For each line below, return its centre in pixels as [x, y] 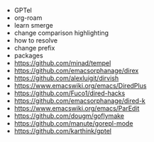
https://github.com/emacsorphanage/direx [76, 71]
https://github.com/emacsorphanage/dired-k [79, 101]
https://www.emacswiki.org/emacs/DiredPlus [80, 86]
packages [29, 55]
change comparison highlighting [61, 33]
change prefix [34, 48]
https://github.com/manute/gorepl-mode [73, 123]
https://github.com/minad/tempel [62, 63]
